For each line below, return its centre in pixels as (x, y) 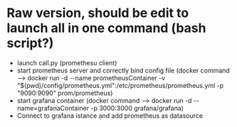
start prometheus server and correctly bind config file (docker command (123, 70)
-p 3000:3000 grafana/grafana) (137, 108)
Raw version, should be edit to (98, 13)
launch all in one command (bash (106, 28)
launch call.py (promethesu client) (67, 62)
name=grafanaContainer (53, 108)
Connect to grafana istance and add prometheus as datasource (110, 116)
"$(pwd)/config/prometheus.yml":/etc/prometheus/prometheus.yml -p (120, 85)
